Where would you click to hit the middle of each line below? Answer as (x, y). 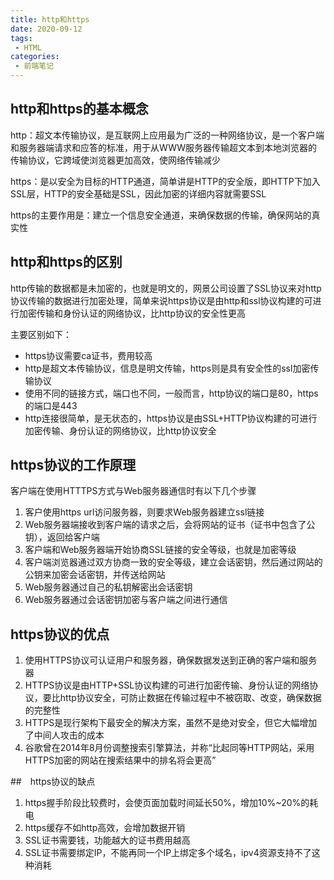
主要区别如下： (41, 334)
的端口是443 (51, 405)
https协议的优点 (60, 634)
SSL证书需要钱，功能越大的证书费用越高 (107, 840)
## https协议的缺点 (53, 782)
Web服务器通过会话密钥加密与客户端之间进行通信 (126, 600)
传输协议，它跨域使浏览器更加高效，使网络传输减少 (115, 160)
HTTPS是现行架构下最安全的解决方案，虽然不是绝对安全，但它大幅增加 (171, 723)
